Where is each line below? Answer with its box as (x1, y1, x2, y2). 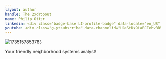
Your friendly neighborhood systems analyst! (5, 49, 97, 55)
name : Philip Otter (5, 16, 45, 21)
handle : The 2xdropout (5, 12, 52, 17)
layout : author (5, 7, 37, 12)
